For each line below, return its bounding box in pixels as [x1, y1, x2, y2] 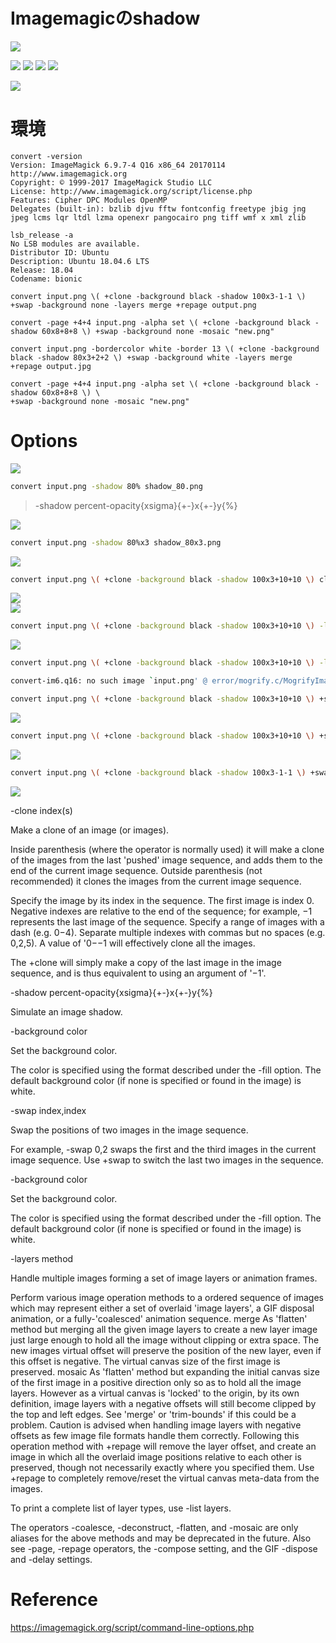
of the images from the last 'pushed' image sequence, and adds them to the [10, 854, 323, 866]
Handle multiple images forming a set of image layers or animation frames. [10, 1272, 318, 1284]
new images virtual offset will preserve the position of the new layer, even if [10, 1344, 322, 1356]
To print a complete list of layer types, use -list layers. [10, 1502, 232, 1514]
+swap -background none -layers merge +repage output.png [10, 300, 257, 310]
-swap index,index [10, 1104, 87, 1116]
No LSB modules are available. [10, 239, 141, 249]
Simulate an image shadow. [10, 1005, 123, 1018]
